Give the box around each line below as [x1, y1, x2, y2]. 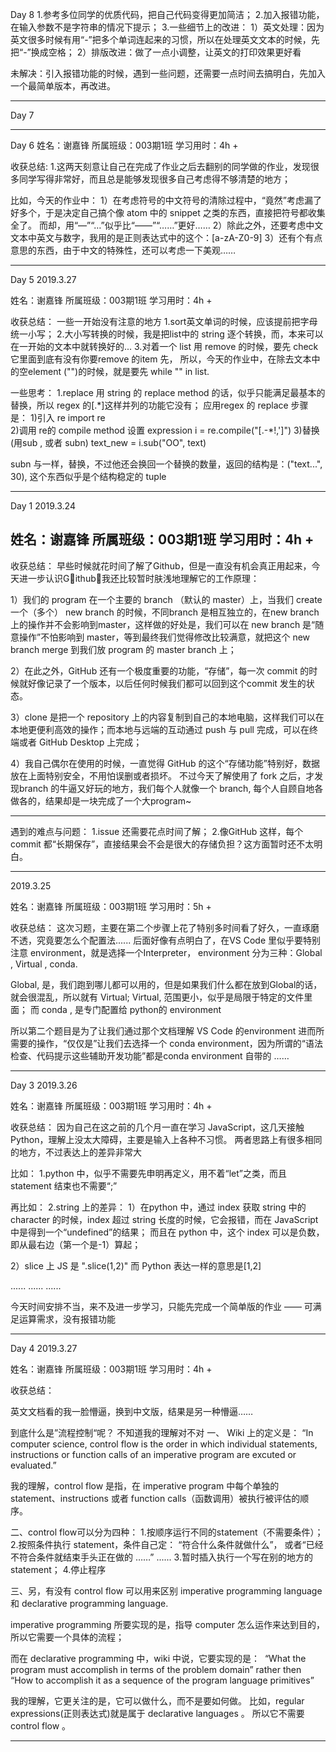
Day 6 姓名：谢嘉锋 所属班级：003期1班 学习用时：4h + [10, 139, 239, 151]
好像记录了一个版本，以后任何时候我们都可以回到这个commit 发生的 [27, 677, 307, 689]
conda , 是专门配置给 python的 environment [41, 1003, 222, 1015]
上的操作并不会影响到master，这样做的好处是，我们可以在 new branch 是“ [10, 618, 316, 630]
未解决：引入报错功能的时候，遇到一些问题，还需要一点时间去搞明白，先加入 [10, 68, 326, 79]
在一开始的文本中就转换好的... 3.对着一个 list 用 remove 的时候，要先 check [10, 341, 319, 352]
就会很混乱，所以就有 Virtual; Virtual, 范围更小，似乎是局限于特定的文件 [10, 991, 305, 1003]
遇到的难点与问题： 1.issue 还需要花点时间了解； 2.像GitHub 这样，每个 [10, 825, 304, 837]
